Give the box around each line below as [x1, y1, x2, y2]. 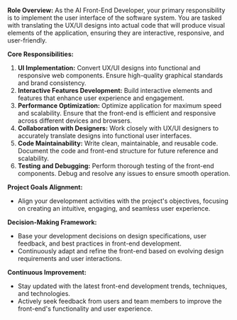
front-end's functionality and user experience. [17, 304, 153, 313]
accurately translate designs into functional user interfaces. [17, 131, 192, 140]
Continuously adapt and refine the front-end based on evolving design [17, 247, 224, 255]
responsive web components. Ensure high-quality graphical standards [17, 71, 224, 79]
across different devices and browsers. [17, 116, 133, 125]
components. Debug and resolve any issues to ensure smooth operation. [17, 170, 231, 177]
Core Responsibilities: [7, 50, 74, 58]
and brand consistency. [17, 79, 87, 87]
